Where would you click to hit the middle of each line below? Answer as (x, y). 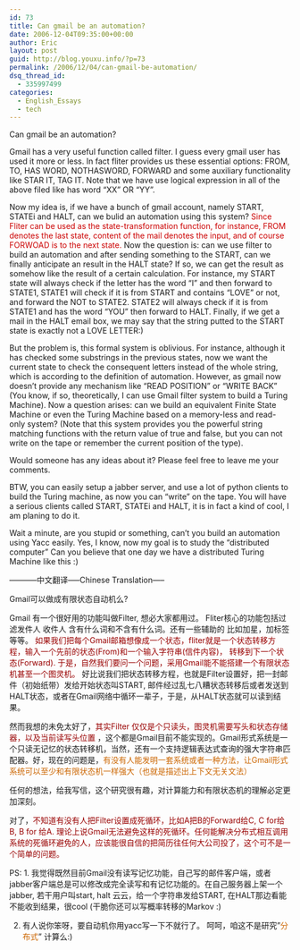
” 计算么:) (55, 937)
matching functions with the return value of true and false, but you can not (146, 434)
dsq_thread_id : (37, 76)
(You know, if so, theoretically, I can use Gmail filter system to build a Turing (149, 395)
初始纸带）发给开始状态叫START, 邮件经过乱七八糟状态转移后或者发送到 (156, 685)
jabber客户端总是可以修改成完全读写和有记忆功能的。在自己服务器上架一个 (146, 884)
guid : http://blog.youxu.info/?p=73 (77, 59)
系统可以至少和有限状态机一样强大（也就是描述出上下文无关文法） (130, 771)
